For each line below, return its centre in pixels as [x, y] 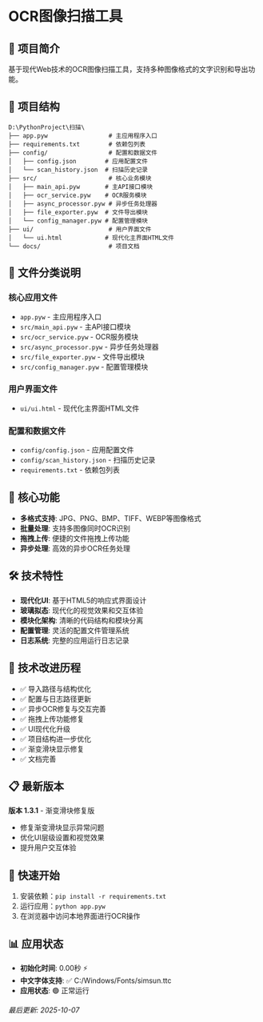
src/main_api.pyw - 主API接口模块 [76, 327]
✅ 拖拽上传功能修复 [52, 719]
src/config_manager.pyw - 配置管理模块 [84, 367]
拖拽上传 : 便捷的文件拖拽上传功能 [74, 538]
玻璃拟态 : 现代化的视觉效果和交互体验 [82, 610]
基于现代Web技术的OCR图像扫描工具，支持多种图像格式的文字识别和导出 [128, 69]
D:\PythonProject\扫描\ [47, 127]
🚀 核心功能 [34, 497]
